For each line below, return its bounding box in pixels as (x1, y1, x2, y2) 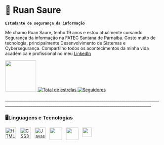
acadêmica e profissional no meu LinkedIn (5, 50, 91, 56)
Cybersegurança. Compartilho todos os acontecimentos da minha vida (5, 45, 149, 51)
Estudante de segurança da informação (5, 21, 85, 26)
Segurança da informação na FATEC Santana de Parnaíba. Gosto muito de (5, 35, 156, 41)
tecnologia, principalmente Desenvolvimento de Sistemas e (5, 40, 126, 46)
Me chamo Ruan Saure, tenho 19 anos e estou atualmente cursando (5, 29, 143, 35)
